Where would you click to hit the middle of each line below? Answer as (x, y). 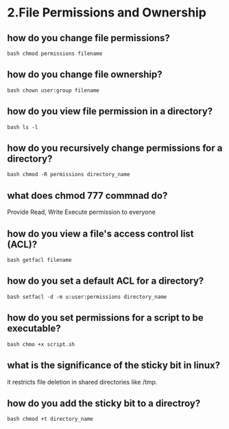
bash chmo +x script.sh (41, 344)
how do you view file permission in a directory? (110, 111)
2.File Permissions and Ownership (107, 13)
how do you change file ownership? (85, 74)
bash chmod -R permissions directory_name (69, 175)
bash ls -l (23, 127)
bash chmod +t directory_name (50, 419)
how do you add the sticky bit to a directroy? (104, 403)
